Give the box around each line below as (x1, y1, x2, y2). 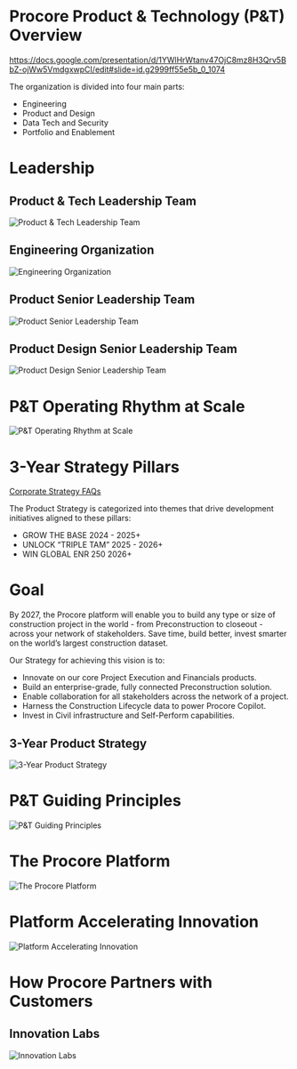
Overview (9, 25, 83, 45)
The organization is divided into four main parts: (9, 81, 185, 92)
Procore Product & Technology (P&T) (9, 6, 285, 27)
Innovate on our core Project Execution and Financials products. (21, 672, 258, 683)
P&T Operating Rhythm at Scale (9, 396, 245, 416)
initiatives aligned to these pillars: (9, 513, 132, 524)
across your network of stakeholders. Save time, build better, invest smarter (9, 629, 287, 639)
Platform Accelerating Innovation (9, 912, 260, 932)
